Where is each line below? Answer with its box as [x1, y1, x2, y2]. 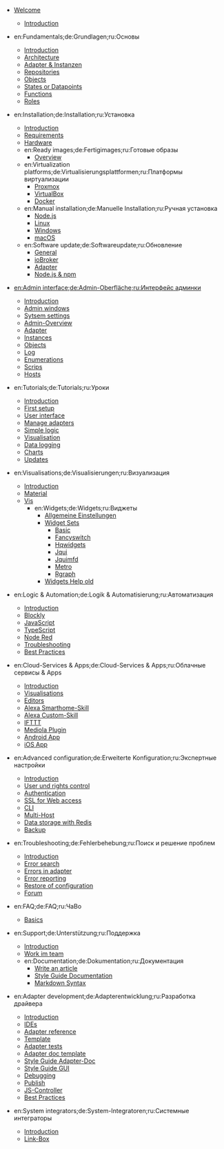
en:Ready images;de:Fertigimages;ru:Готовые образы [23, 146, 179, 154]
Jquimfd [54, 555, 79, 563]
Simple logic [23, 426, 60, 434]
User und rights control [23, 782, 90, 789]
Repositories [23, 68, 60, 76]
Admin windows [23, 304, 70, 312]
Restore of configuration [23, 882, 94, 889]
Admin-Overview [23, 319, 72, 327]
